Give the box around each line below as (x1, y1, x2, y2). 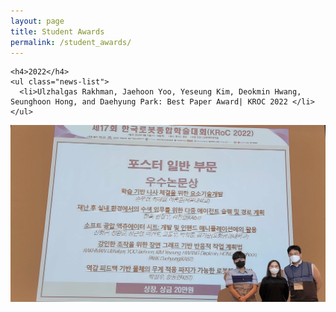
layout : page (10, 16, 65, 26)
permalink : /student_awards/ (10, 37, 132, 47)
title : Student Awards (10, 26, 105, 37)
